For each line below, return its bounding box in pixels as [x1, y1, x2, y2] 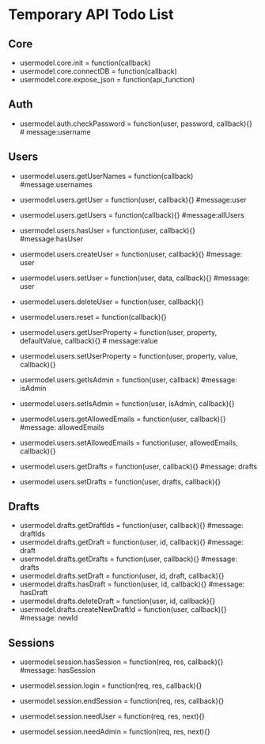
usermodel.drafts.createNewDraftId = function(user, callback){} [19, 605, 227, 614]
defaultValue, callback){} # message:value [19, 336, 158, 345]
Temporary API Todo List [8, 6, 174, 24]
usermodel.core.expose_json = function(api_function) [19, 75, 195, 84]
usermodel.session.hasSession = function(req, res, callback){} [19, 657, 224, 666]
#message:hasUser [19, 233, 84, 243]
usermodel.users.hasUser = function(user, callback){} [19, 226, 196, 235]
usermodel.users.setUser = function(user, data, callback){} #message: [19, 273, 251, 283]
